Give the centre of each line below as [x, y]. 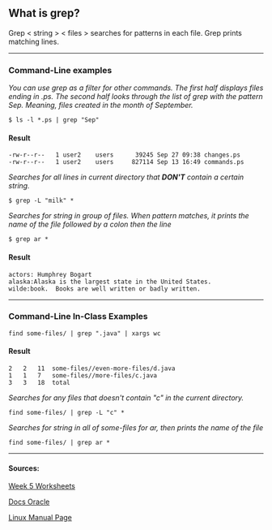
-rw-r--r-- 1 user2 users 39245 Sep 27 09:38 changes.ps [125, 155]
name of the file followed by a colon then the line [90, 224]
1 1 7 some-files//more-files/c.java [83, 376]
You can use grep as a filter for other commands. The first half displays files [136, 88]
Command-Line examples [60, 70]
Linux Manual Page [40, 518]
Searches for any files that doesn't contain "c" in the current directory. [126, 398]
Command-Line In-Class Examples [78, 317]
